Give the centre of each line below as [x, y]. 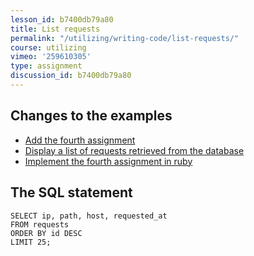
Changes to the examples [91, 116]
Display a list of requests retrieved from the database [134, 150]
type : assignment [46, 66]
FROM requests [40, 224]
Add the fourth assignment [80, 140]
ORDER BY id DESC [46, 233]
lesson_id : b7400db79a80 [62, 19]
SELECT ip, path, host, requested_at [89, 216]
